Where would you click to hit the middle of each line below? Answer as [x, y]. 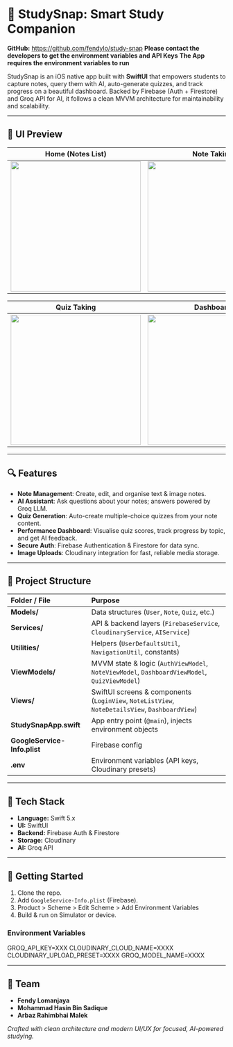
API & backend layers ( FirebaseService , [156, 623]
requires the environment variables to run [68, 63]
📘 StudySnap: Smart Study [86, 14]
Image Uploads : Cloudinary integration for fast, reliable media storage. [118, 552]
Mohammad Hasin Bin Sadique [62, 1008]
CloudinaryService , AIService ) [141, 632]
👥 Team [24, 983]
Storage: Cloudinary [46, 841]
